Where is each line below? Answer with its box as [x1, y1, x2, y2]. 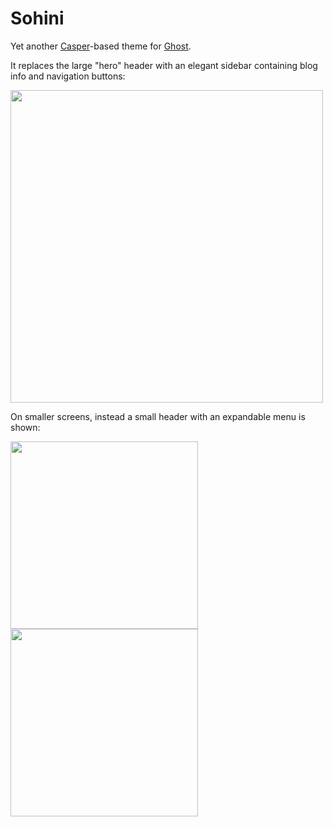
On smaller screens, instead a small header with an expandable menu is [10, 410, 306, 422]
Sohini [10, 7, 65, 30]
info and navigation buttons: [10, 70, 126, 82]
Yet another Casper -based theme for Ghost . [10, 40, 192, 52]
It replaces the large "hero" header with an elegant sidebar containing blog [10, 59, 318, 71]
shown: [10, 421, 41, 433]
